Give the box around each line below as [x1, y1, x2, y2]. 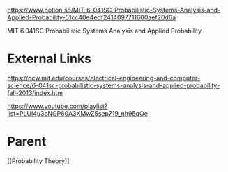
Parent [7, 134, 47, 150]
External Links [7, 51, 92, 67]
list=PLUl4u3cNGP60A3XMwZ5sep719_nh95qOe [7, 109, 149, 117]
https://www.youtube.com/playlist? [7, 102, 108, 110]
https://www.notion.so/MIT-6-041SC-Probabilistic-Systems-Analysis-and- [7, 6, 221, 14]
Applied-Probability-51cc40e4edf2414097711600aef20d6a [7, 13, 176, 21]
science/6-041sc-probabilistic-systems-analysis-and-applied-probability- [7, 81, 220, 89]
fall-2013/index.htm [7, 88, 63, 96]
